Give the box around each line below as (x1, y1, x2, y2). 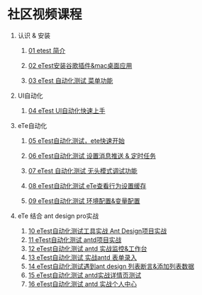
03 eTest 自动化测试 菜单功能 (28, 76, 113, 85)
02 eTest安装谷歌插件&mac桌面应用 (28, 61, 133, 69)
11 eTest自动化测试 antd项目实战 (28, 235, 122, 244)
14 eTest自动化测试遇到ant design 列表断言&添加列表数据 (28, 262, 195, 270)
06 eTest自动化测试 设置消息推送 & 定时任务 (28, 151, 157, 160)
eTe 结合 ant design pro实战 (17, 212, 99, 220)
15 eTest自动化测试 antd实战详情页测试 (28, 270, 142, 279)
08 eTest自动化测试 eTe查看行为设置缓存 (28, 181, 147, 190)
